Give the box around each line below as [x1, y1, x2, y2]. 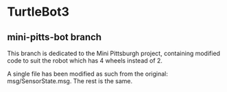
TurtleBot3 [7, 4, 70, 20]
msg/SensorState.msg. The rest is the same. [7, 77, 133, 85]
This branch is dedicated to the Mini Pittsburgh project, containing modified [7, 49, 221, 57]
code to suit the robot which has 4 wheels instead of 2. [7, 57, 163, 65]
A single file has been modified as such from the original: [7, 70, 168, 78]
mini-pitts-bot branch [7, 31, 101, 43]
